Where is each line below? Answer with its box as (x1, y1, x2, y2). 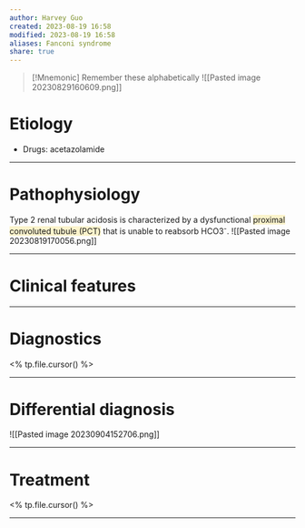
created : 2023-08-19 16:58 (9, 22, 112, 31)
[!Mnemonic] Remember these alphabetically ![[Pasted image (31, 72, 261, 83)
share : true (9, 47, 54, 56)
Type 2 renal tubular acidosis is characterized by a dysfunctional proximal (9, 215, 286, 225)
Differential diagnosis (9, 399, 175, 420)
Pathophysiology (9, 184, 141, 205)
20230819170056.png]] (9, 235, 97, 246)
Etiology (9, 114, 74, 135)
